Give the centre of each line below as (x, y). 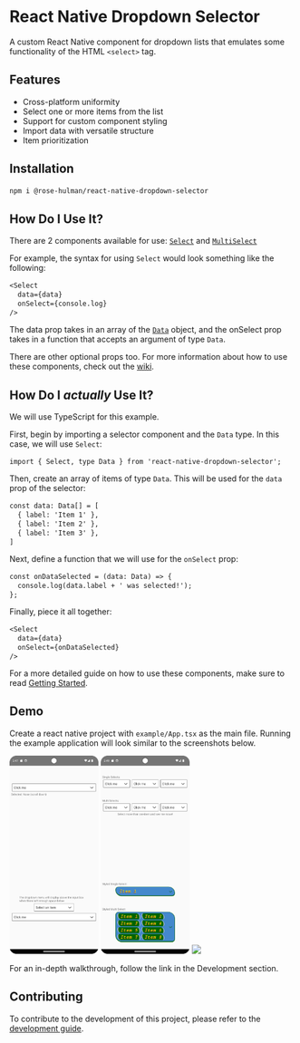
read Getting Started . (48, 683)
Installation (42, 169)
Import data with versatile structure (88, 130)
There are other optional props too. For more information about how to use (149, 357)
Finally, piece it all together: (61, 612)
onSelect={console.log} (62, 304)
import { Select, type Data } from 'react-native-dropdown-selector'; (145, 462)
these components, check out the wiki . (82, 367)
